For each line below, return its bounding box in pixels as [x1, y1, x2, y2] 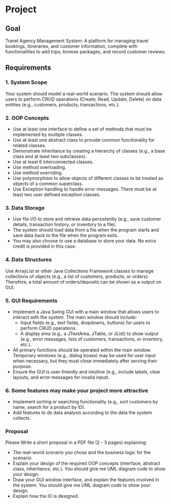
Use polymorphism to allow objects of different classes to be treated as [12, 175, 164, 181]
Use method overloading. [12, 164, 67, 170]
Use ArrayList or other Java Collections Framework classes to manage [5, 268, 154, 274]
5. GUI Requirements [5, 297, 58, 304]
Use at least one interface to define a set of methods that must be [12, 126, 152, 132]
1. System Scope [5, 79, 48, 86]
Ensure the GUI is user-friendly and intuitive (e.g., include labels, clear [12, 368, 161, 375]
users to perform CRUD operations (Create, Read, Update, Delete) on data [5, 96, 162, 102]
